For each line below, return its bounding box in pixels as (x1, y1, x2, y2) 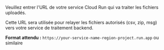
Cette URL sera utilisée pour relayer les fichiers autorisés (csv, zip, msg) (5, 20, 157, 25)
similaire (5, 40, 23, 46)
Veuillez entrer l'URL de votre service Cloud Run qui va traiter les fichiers (5, 5, 159, 10)
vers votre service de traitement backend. (5, 25, 93, 31)
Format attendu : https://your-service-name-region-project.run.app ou (5, 35, 159, 40)
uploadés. (5, 10, 27, 16)
